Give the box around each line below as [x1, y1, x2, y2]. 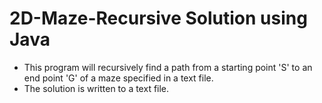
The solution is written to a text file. [23, 82, 170, 94]
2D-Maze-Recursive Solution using [9, 7, 308, 30]
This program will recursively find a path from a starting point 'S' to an [23, 61, 313, 73]
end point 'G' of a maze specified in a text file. [23, 72, 214, 84]
